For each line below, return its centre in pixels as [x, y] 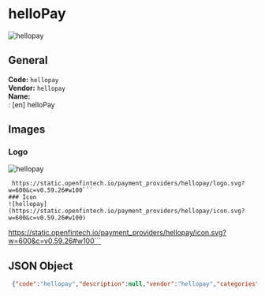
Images [27, 130]
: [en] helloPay [32, 104]
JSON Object [41, 266]
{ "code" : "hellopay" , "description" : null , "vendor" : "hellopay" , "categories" [135, 284]
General [28, 60]
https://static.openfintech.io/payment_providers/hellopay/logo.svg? [128, 184]
